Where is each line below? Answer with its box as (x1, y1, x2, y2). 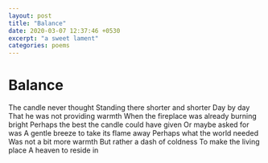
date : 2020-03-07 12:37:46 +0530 (8, 26, 121, 35)
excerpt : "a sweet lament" (8, 34, 99, 43)
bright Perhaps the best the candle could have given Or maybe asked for (8, 120, 249, 129)
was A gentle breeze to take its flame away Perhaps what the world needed (8, 128, 259, 138)
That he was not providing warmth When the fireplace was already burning (8, 112, 258, 121)
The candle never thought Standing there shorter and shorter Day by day (8, 103, 250, 112)
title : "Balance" (8, 19, 67, 27)
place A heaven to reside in (8, 145, 99, 155)
